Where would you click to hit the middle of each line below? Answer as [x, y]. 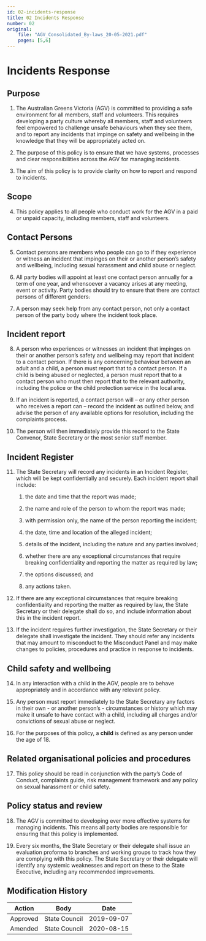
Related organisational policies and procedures [99, 759]
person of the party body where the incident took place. [86, 315]
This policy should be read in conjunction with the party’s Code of [99, 774]
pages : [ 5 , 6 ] [35, 40]
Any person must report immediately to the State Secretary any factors [105, 702]
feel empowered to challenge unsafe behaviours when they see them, [104, 128]
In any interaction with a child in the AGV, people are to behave [95, 684]
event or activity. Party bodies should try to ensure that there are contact [108, 290]
